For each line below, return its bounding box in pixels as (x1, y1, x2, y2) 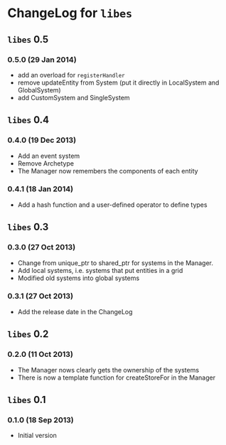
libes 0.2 (7, 328, 49, 341)
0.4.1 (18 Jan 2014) (7, 184, 73, 194)
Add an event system (17, 151, 80, 160)
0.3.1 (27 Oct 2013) (7, 291, 73, 301)
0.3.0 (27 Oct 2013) (7, 242, 76, 252)
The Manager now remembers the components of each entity (17, 166, 198, 175)
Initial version (17, 431, 57, 440)
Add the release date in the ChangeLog (17, 307, 133, 316)
